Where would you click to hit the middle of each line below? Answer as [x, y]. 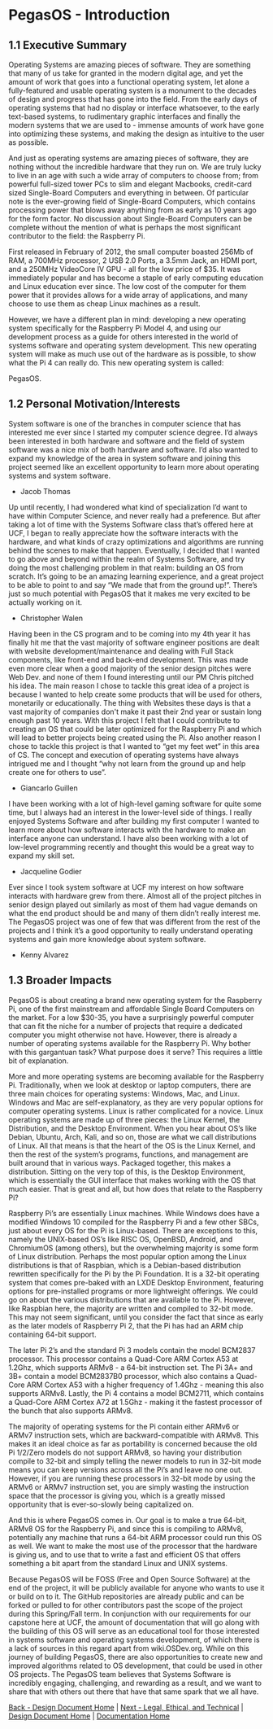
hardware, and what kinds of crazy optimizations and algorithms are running [136, 541]
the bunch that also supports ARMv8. [71, 1411]
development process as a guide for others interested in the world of [123, 337]
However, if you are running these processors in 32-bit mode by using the [132, 1478]
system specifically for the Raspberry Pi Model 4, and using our [115, 328]
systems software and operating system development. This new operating [133, 345]
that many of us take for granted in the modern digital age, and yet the [126, 73]
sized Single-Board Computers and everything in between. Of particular [129, 193]
